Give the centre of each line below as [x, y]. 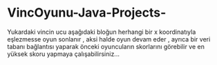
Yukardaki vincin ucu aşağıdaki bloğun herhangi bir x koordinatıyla [102, 32]
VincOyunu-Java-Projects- [87, 13]
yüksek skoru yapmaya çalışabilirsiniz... [63, 54]
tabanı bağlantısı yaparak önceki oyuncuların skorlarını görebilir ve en [106, 46]
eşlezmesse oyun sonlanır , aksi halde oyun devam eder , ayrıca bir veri [109, 39]
